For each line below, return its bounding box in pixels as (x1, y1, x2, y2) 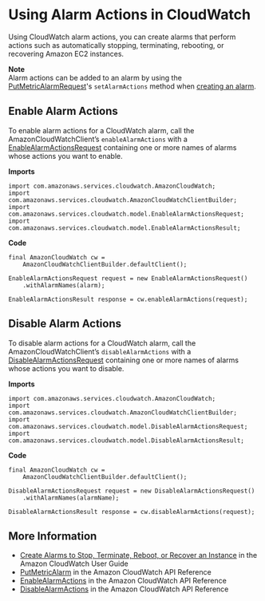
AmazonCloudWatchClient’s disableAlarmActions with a (8, 346, 192, 356)
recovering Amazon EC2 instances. (8, 49, 125, 58)
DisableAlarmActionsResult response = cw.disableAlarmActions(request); (8, 508, 255, 516)
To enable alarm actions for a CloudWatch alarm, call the (8, 125, 195, 135)
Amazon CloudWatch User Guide (19, 559, 129, 568)
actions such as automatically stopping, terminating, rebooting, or (8, 40, 224, 49)
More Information (8, 529, 97, 543)
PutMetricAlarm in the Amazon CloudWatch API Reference (19, 567, 212, 577)
